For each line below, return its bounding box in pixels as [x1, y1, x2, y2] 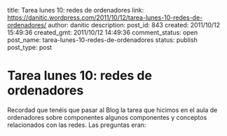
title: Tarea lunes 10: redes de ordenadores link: [7, 6, 144, 14]
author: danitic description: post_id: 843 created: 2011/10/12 [48, 21, 221, 29]
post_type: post [7, 43, 53, 51]
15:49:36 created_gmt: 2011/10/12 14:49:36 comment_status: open [7, 28, 198, 36]
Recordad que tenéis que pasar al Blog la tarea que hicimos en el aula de [7, 105, 218, 114]
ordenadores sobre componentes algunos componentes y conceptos [7, 113, 207, 121]
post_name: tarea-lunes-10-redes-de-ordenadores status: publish [7, 36, 198, 44]
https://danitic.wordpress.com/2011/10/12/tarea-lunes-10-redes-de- [7, 13, 203, 22]
